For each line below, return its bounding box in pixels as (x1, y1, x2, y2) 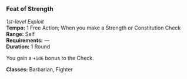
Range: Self (6, 31, 35, 38)
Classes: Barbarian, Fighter (6, 66, 74, 73)
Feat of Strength (6, 5, 54, 13)
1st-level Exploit (6, 18, 44, 25)
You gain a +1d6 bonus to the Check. (6, 55, 94, 62)
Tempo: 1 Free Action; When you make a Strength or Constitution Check (6, 24, 181, 31)
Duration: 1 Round (6, 43, 51, 50)
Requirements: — (6, 37, 50, 44)
